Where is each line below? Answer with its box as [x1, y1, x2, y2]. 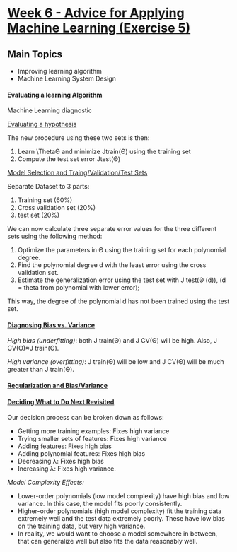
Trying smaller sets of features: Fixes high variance [17, 435, 168, 443]
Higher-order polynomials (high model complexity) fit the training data [17, 507, 222, 515]
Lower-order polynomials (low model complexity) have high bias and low [17, 492, 230, 500]
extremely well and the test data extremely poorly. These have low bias [17, 515, 225, 523]
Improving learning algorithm [17, 67, 103, 75]
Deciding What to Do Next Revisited [7, 397, 115, 406]
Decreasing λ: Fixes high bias [17, 457, 104, 466]
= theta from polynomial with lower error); [17, 283, 140, 292]
